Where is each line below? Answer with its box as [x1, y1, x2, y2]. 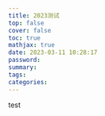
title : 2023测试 [8, 11, 60, 20]
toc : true [8, 33, 41, 42]
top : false [8, 19, 45, 27]
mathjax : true [8, 41, 56, 49]
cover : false [8, 26, 52, 34]
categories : [8, 78, 48, 86]
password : [8, 56, 41, 64]
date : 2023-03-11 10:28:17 [8, 48, 98, 56]
